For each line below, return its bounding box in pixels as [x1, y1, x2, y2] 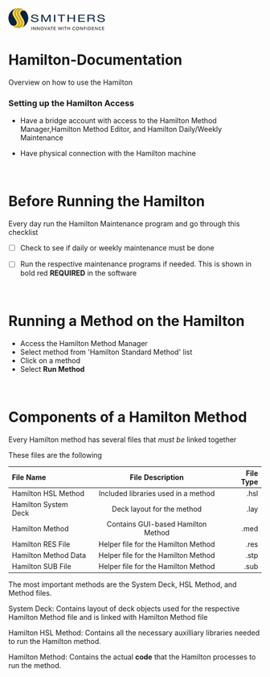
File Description [129, 473, 184, 482]
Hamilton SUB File [11, 562, 72, 572]
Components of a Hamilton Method [8, 408, 247, 427]
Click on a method [19, 356, 81, 365]
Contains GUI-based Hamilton [106, 519, 207, 529]
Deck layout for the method [112, 504, 202, 514]
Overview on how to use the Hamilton [8, 77, 133, 87]
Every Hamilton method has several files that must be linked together [8, 435, 237, 444]
